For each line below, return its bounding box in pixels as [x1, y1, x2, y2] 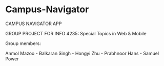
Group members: [5, 40, 41, 47]
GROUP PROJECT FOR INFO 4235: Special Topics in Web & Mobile [5, 30, 147, 36]
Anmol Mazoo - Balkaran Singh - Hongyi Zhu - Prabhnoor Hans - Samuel [5, 50, 159, 56]
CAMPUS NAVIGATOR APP [5, 20, 62, 27]
